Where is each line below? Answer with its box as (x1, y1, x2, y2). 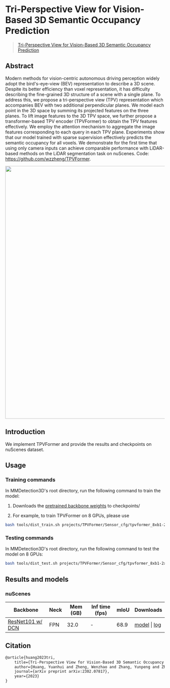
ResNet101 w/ (8, 618, 42, 625)
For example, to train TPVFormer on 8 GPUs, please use (12, 513, 130, 519)
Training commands (5, 476, 56, 483)
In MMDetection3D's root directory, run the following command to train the (5, 488, 161, 494)
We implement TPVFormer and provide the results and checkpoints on (5, 441, 152, 447)
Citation (5, 641, 31, 650)
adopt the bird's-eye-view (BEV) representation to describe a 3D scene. (5, 80, 155, 86)
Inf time (91, 603, 110, 610)
